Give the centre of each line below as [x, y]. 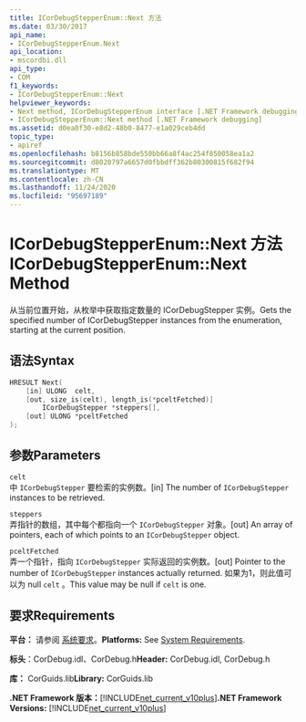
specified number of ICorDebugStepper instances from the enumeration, [146, 319]
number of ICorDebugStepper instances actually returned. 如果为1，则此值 [147, 572]
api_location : [36, 52]
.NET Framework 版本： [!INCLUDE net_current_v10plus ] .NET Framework [146, 697]
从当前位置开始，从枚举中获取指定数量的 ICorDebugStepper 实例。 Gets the [151, 309]
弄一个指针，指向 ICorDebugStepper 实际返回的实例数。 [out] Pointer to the [148, 561]
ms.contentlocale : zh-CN [56, 179]
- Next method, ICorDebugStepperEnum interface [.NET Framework [134, 111]
